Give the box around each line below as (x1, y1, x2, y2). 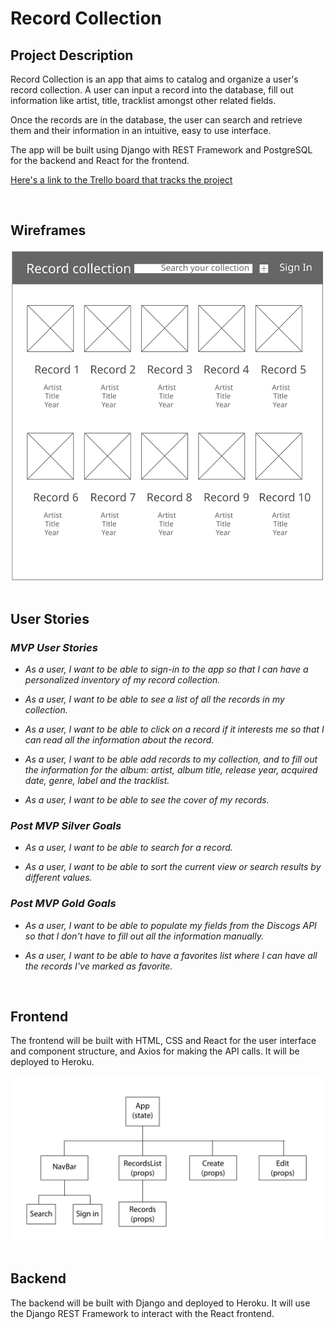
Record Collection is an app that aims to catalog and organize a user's (10, 73, 299, 85)
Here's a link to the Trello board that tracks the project (10, 174, 233, 186)
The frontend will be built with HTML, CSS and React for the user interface (10, 1035, 317, 1047)
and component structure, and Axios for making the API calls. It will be (10, 1045, 300, 1057)
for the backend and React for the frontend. (10, 155, 190, 166)
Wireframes (10, 222, 87, 239)
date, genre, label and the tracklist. (24, 774, 170, 786)
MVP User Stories (10, 640, 98, 654)
